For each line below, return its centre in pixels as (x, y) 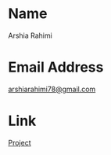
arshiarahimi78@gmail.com (52, 89)
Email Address (56, 67)
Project (20, 142)
